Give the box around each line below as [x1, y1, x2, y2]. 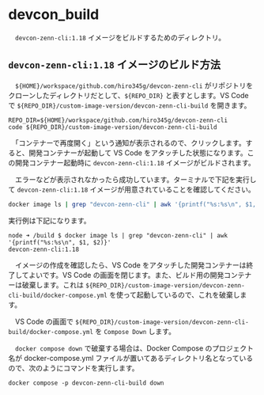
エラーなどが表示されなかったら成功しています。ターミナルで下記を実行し [14, 174, 257, 184]
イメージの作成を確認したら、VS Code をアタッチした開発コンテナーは [14, 260, 247, 270]
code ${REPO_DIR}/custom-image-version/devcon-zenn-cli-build [8, 123, 217, 131]
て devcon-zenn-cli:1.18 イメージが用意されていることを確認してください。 [8, 184, 255, 194]
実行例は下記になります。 [8, 215, 91, 225]
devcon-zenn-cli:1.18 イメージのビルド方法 [8, 58, 221, 72]
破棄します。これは [21, 279, 85, 290]
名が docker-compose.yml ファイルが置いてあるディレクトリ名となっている [8, 353, 254, 363]
